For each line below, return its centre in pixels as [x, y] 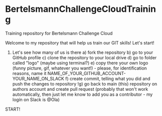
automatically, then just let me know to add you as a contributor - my [82, 94]
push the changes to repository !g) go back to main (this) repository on [85, 84]
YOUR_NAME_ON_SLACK [38, 78]
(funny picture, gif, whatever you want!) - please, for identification [80, 68]
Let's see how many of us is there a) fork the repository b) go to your [83, 52]
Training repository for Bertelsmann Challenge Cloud [59, 33]
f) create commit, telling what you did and [108, 78]
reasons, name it [29, 73]
